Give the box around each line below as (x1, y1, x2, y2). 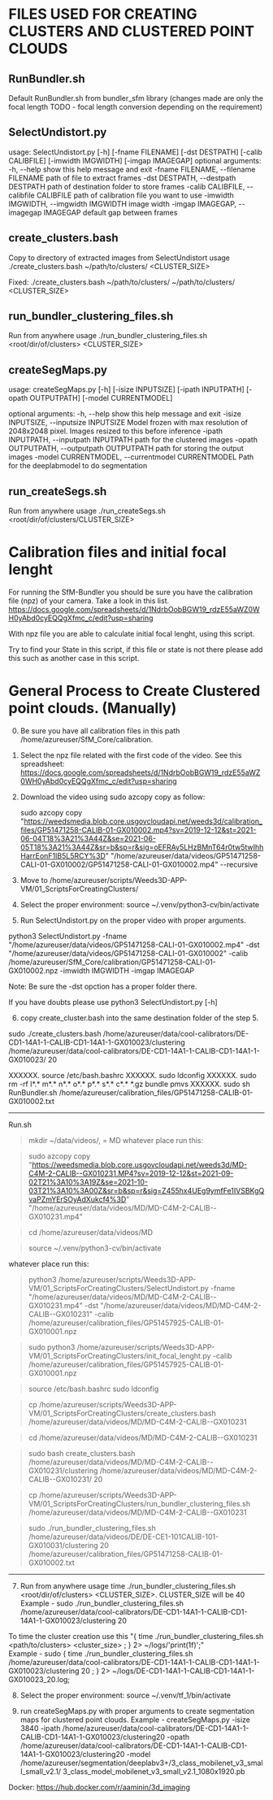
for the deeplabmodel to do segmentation (8, 461, 148, 471)
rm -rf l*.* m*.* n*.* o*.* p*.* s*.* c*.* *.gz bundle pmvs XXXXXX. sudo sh (8, 1079, 250, 1089)
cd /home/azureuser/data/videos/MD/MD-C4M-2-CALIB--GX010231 (28, 1433, 258, 1442)
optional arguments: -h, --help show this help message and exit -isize (8, 409, 242, 419)
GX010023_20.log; (8, 1674, 71, 1684)
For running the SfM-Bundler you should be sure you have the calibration (8, 587, 253, 597)
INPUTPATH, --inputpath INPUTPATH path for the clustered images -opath (8, 435, 258, 445)
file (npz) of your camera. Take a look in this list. (8, 596, 169, 606)
